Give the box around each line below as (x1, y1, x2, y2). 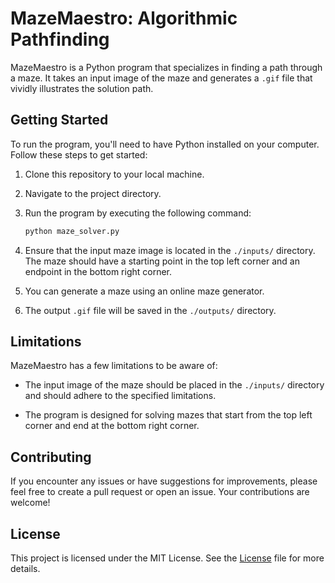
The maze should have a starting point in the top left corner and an (24, 255, 300, 267)
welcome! (10, 497, 51, 509)
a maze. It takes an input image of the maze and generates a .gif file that (10, 72, 313, 84)
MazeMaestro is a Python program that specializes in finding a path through (10, 61, 323, 73)
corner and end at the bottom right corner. (24, 420, 200, 432)
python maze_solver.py (24, 226, 120, 236)
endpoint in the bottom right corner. (24, 265, 173, 277)
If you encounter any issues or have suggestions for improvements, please (10, 475, 318, 487)
